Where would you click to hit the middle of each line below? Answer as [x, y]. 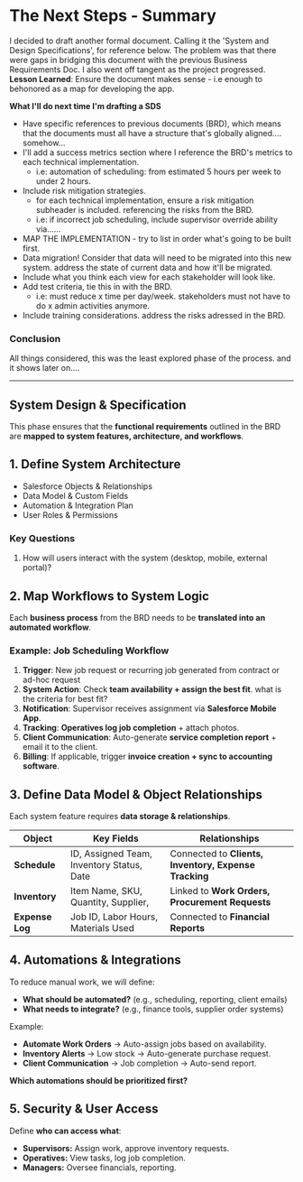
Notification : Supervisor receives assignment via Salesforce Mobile [149, 708]
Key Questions [42, 538]
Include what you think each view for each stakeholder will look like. [149, 277]
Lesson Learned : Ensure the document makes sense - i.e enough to [136, 78]
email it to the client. [60, 747]
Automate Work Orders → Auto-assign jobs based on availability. [144, 1044]
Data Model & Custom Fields [75, 495]
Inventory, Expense [212, 865]
